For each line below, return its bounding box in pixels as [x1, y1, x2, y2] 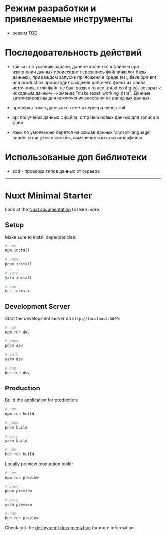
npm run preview [5, 475, 39, 480]
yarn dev [5, 357, 23, 362]
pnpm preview [5, 488, 32, 493]
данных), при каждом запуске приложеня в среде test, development [12, 74, 157, 80]
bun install [5, 289, 30, 293]
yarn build [5, 438, 28, 443]
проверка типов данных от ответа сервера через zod [12, 104, 126, 110]
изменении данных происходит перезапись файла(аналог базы [12, 69, 147, 75]
